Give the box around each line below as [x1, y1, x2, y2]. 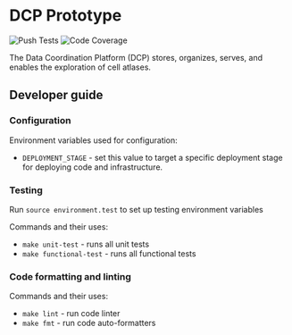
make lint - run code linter [21, 308, 121, 319]
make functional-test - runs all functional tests [21, 247, 196, 259]
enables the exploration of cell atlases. [9, 62, 152, 72]
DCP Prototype [9, 5, 122, 26]
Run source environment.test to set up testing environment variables [9, 204, 263, 214]
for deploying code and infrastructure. [21, 162, 163, 172]
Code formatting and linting [9, 270, 131, 282]
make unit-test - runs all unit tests [21, 239, 150, 249]
